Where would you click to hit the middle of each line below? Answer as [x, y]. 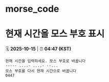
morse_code [32, 9]
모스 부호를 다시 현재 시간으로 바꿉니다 [41, 71]
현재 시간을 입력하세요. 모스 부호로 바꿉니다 [46, 61]
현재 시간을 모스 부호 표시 [55, 34]
